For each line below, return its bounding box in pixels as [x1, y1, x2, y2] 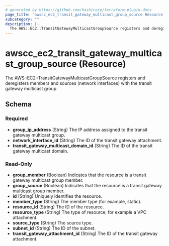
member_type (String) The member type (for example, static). [12, 199, 142, 205]
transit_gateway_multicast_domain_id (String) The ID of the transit [12, 143, 153, 149]
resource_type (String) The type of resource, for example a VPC [12, 209, 147, 215]
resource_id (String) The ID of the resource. [12, 204, 104, 210]
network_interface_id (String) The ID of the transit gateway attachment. [12, 137, 162, 143]
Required [5, 115, 28, 122]
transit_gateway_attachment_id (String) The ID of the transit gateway [12, 230, 158, 236]
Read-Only [5, 160, 33, 167]
